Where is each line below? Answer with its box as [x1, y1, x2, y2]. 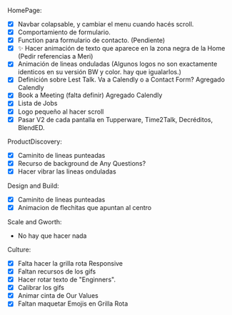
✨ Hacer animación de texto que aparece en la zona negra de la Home [17, 44, 226, 53]
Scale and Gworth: [7, 217, 62, 226]
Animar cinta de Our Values [17, 291, 99, 300]
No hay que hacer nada [17, 231, 87, 240]
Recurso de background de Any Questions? [17, 159, 146, 167]
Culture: [7, 245, 31, 254]
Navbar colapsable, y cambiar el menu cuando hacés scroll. [17, 20, 194, 28]
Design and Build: [7, 181, 59, 190]
